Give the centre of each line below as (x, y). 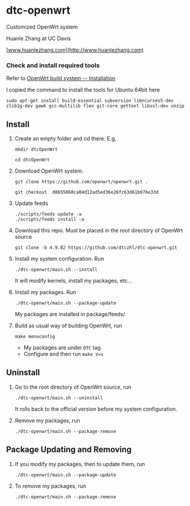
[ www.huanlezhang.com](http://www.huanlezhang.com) (75, 50)
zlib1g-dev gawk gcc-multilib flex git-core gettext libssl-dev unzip (95, 106)
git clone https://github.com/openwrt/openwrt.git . (81, 182)
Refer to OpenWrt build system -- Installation (61, 79)
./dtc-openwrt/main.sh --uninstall (59, 398)
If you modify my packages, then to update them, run (80, 464)
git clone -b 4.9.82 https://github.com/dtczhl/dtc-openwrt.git (96, 248)
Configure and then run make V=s (64, 354)
